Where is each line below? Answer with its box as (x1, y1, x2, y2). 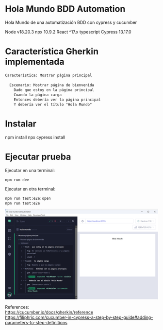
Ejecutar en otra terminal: (5, 186, 56, 191)
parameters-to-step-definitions (5, 320, 68, 326)
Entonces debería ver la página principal (14, 97, 101, 102)
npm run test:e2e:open (5, 196, 51, 201)
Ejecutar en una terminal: (5, 167, 55, 173)
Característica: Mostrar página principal (5, 73, 92, 78)
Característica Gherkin (5, 46, 98, 57)
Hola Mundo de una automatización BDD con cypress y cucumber (5, 19, 137, 25)
